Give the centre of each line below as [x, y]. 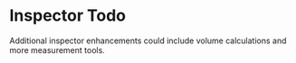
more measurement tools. [57, 49]
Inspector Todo [68, 16]
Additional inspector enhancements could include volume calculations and [148, 40]
